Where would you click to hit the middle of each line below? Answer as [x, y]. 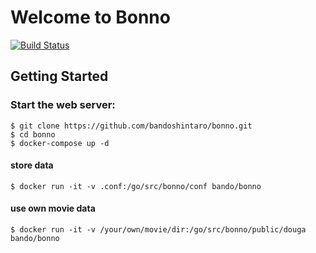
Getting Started [59, 76]
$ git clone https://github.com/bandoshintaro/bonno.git [131, 126]
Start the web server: [63, 105]
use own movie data [53, 208]
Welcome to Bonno [90, 17]
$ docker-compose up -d [60, 143]
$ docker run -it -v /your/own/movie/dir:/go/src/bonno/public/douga [158, 230]
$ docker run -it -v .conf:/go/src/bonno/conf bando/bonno [136, 186]
